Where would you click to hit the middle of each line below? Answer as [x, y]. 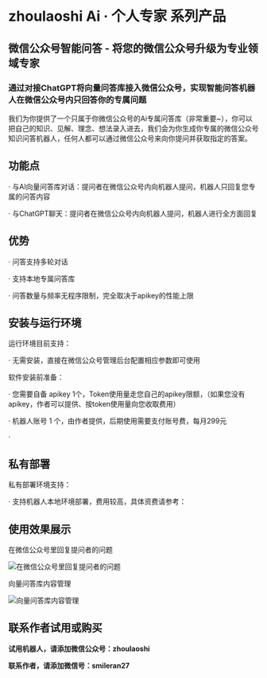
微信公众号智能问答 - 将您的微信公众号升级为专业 [128, 48]
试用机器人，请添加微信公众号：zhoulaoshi [79, 649]
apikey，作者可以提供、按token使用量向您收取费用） [94, 404]
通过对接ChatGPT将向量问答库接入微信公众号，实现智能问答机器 [132, 88]
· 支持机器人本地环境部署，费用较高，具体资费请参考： [97, 501]
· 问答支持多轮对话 [38, 261]
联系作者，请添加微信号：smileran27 [69, 665]
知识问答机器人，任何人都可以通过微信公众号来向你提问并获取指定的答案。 [130, 138]
